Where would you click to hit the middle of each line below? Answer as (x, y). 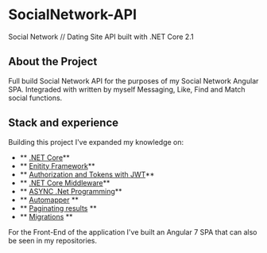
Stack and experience (64, 123)
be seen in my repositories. (53, 240)
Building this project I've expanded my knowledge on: (96, 142)
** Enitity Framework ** (57, 165)
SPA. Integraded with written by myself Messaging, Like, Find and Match (127, 89)
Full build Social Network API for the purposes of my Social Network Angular (133, 80)
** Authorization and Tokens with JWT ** (87, 174)
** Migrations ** (46, 216)
